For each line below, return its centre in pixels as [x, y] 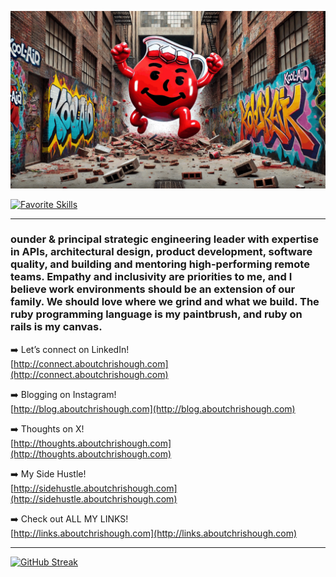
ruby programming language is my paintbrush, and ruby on [156, 314]
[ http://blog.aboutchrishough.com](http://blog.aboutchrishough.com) [153, 408]
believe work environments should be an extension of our [153, 289]
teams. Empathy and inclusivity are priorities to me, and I [151, 277]
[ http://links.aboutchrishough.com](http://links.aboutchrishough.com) [154, 533]
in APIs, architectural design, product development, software [161, 252]
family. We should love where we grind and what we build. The [165, 302]
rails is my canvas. [56, 327]
